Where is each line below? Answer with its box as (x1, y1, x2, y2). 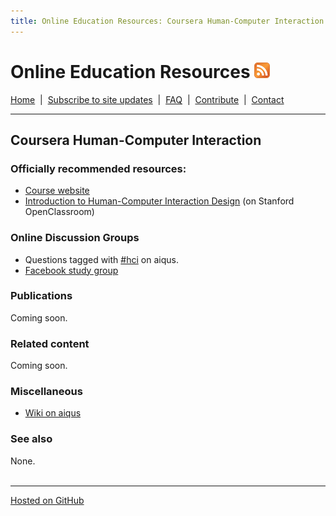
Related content (10, 336, 90, 350)
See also (10, 432, 53, 446)
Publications (10, 289, 73, 303)
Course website (24, 185, 90, 197)
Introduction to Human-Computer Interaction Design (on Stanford (24, 195, 295, 207)
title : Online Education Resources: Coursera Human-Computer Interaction (10, 16, 325, 26)
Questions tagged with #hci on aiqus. (24, 253, 179, 265)
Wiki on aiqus (24, 407, 82, 419)
